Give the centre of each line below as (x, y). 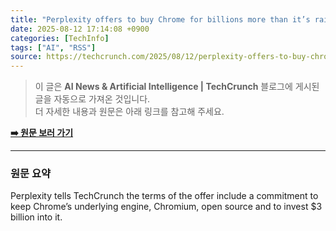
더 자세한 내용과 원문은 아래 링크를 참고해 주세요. (129, 112)
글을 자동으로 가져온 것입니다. (92, 99)
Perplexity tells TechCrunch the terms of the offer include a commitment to (164, 196)
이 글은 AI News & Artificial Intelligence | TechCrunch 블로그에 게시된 (177, 87)
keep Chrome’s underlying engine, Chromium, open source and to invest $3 (166, 207)
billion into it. (36, 217)
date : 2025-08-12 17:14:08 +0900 (80, 29)
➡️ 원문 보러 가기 (42, 133)
